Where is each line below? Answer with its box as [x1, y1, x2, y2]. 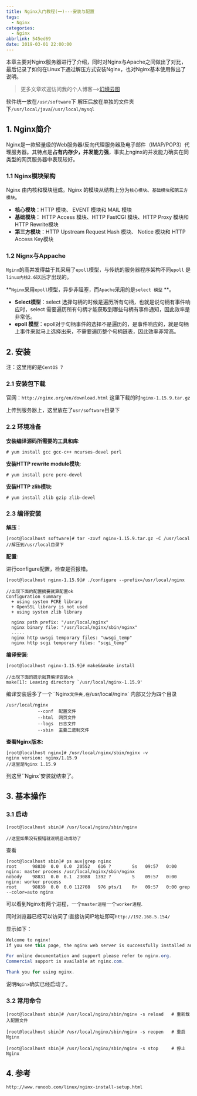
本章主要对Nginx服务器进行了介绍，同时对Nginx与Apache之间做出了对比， [6, 58, 186, 65]
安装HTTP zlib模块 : [6, 483, 53, 490]
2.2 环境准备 [6, 423, 42, 431]
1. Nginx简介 [6, 124, 52, 134]
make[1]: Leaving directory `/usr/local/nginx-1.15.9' [6, 679, 143, 685]
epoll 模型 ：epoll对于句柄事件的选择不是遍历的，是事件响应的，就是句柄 [14, 321, 189, 328]
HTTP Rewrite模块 [14, 221, 59, 228]
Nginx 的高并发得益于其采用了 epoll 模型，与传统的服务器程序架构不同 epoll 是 [6, 266, 191, 274]
